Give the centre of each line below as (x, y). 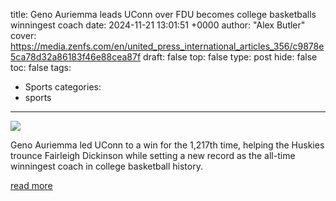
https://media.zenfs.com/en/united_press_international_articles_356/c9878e (167, 46)
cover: (23, 35)
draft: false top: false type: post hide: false (230, 57)
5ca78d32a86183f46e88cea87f (76, 57)
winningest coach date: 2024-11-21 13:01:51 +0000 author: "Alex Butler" (158, 25)
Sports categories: (63, 87)
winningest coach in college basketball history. (106, 166)
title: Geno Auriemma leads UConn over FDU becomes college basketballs (163, 14)
